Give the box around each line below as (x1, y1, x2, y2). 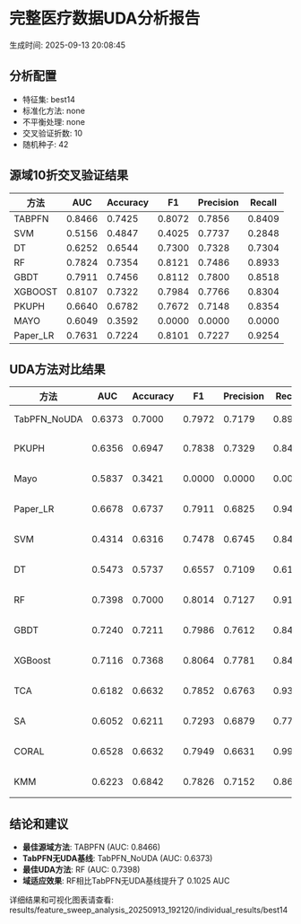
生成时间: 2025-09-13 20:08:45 (9, 40, 126, 50)
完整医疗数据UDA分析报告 (9, 8, 201, 29)
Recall (250, 196, 278, 208)
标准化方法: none (21, 105, 85, 116)
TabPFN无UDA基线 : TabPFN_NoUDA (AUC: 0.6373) (21, 853, 213, 864)
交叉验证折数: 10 (21, 128, 83, 138)
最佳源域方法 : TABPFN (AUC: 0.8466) (21, 841, 161, 853)
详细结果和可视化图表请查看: (9, 894, 115, 905)
